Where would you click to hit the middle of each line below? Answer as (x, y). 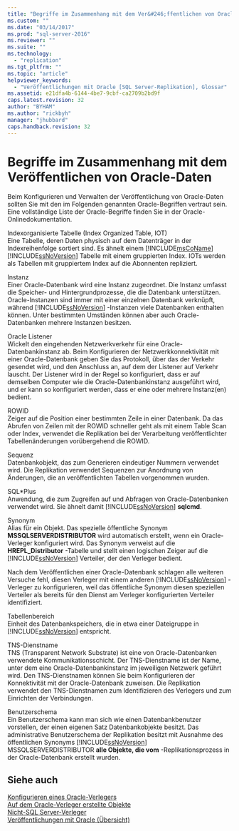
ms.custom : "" (28, 21)
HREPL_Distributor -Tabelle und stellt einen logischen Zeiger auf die (108, 551)
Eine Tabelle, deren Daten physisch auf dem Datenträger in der (100, 241)
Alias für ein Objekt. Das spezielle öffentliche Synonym (88, 528)
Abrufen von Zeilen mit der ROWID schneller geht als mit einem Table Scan (117, 426)
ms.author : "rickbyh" (39, 113)
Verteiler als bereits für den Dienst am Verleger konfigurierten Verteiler (111, 595)
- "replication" (38, 61)
